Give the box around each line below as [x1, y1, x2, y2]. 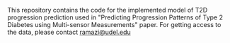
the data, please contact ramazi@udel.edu [7, 28, 131, 36]
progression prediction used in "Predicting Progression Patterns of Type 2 [7, 13, 223, 21]
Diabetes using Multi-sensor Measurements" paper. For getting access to [7, 21, 222, 28]
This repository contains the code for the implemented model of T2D [7, 6, 208, 14]
